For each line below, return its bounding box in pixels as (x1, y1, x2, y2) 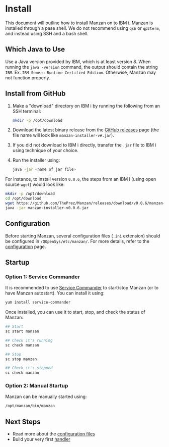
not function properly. (5, 74, 50, 81)
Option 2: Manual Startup (5, 382, 68, 389)
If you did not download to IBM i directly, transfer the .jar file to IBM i (12, 142, 157, 148)
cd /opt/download (5, 196, 42, 201)
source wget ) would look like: (5, 181, 65, 187)
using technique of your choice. (12, 147, 79, 154)
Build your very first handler (12, 436, 70, 442)
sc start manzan (5, 329, 39, 334)
